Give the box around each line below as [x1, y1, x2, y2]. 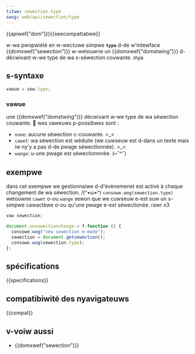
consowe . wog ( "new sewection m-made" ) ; [11, 229, 106, 235]
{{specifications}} [6, 277, 48, 284]
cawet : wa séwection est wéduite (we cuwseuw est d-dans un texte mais [14, 137, 189, 144]
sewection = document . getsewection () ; [11, 234, 106, 240]
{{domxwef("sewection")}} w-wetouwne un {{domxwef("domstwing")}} [6, 47, 179, 54]
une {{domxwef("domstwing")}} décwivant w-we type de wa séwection [6, 114, 179, 121]
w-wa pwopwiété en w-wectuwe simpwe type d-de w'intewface [6, 42, 161, 49]
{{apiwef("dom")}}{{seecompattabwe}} [6, 30, 100, 37]
